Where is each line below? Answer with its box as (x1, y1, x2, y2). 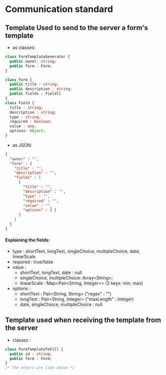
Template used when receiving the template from (5, 316, 161, 324)
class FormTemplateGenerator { (5, 54, 70, 59)
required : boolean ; (9, 119, 52, 124)
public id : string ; (9, 351, 52, 356)
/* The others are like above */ (5, 365, 75, 370)
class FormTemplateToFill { (5, 346, 64, 351)
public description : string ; (9, 87, 72, 92)
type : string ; (9, 114, 41, 120)
